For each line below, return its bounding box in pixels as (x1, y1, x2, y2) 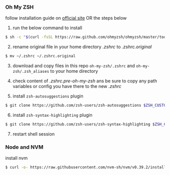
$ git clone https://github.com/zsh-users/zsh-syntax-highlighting (5, 121, 151, 127)
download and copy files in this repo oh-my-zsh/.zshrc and (12, 63, 135, 69)
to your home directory (50, 68, 98, 74)
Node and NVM (5, 143, 44, 150)
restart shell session (12, 130, 55, 137)
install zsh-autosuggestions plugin (12, 93, 83, 99)
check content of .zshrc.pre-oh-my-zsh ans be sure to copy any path (12, 78, 157, 84)
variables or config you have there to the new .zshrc (12, 83, 121, 90)
